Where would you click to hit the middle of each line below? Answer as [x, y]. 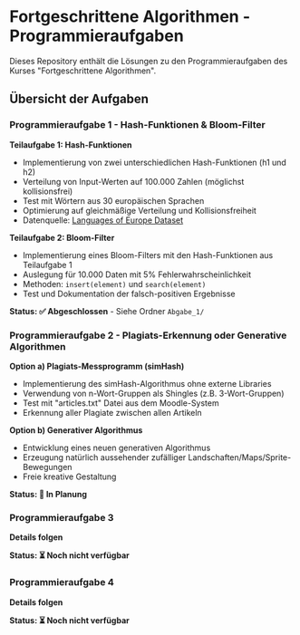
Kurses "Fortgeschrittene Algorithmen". [83, 71]
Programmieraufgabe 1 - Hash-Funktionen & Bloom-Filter [137, 125]
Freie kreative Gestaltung [69, 476]
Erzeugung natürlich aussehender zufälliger [104, 457]
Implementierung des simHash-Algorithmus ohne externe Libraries [147, 383]
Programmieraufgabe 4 [62, 582]
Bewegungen [47, 467]
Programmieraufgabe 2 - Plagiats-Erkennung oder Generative [148, 335]
